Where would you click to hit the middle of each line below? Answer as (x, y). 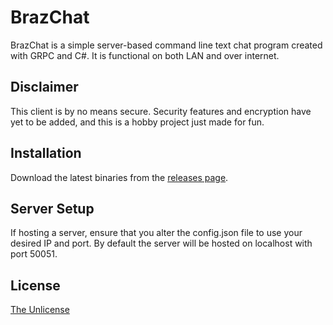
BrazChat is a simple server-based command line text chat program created (166, 45)
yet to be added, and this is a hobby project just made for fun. (137, 122)
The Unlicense (40, 310)
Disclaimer (44, 87)
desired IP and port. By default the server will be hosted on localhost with (161, 243)
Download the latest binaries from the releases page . (119, 177)
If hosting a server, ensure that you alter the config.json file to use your (156, 233)
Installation (46, 153)
